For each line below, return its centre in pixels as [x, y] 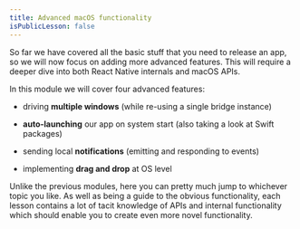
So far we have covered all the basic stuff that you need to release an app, [148, 52]
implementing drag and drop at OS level [97, 168]
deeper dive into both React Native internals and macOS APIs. [125, 71]
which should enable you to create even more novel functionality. [131, 215]
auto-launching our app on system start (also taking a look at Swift [148, 124]
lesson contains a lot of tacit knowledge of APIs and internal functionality [146, 205]
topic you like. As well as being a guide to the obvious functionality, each [145, 196]
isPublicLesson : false [52, 26]
